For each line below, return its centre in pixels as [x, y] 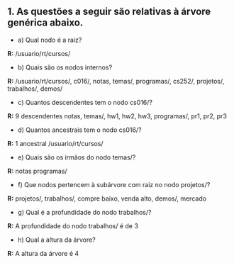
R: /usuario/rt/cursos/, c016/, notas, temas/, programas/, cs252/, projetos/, [116, 81]
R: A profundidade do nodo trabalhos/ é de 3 [73, 225]
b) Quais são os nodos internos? [65, 67]
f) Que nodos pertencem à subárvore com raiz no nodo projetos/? [114, 184]
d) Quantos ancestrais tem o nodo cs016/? [79, 130]
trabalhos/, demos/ [35, 89]
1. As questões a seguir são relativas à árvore [109, 12]
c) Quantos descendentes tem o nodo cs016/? [85, 102]
